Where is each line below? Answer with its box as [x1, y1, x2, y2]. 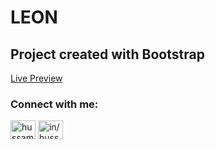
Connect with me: [10, 97, 99, 111]
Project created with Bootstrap [10, 46, 205, 63]
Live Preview [10, 72, 63, 84]
